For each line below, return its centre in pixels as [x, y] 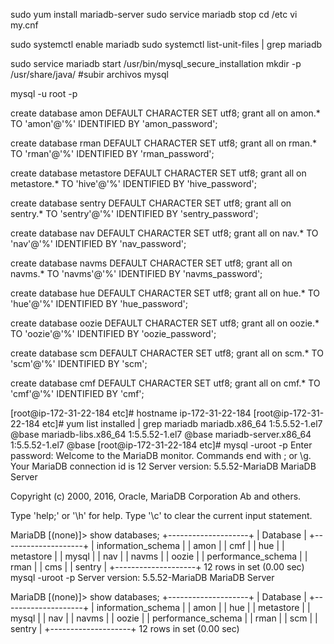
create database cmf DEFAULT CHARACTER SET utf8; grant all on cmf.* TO [165, 383]
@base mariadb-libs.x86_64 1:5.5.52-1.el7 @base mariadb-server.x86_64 [161, 434]
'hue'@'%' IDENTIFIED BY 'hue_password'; [99, 303]
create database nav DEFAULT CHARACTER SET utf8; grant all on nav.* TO [164, 233]
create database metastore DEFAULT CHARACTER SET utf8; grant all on [158, 173]
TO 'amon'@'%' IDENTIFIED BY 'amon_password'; [114, 123]
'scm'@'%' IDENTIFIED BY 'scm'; [79, 363]
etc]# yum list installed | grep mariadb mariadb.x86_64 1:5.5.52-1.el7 [182, 423]
